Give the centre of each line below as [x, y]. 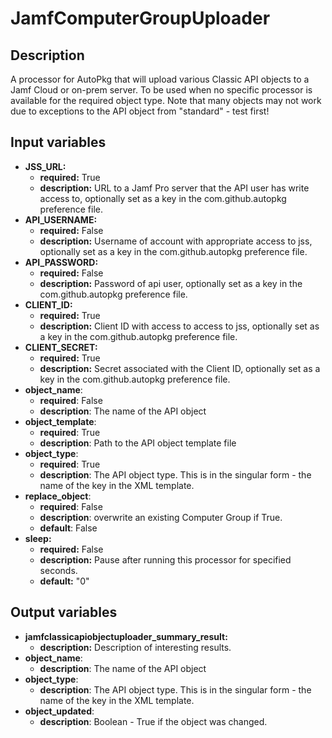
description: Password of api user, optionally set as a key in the [171, 283]
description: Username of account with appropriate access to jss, [176, 241]
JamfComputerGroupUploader [140, 18]
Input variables [58, 142]
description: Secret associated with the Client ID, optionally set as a [180, 368]
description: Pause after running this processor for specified [165, 559]
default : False [68, 528]
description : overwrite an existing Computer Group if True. [161, 517]
